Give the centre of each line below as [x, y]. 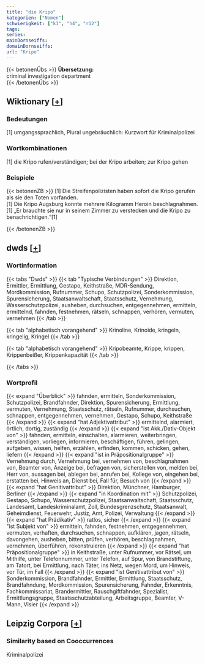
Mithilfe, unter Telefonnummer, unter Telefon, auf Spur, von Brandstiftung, [99, 559]
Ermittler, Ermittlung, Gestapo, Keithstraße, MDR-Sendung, [80, 285]
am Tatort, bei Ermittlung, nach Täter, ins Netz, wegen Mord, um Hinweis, [99, 565]
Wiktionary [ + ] [35, 102]
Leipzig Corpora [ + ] [44, 624]
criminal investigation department [49, 76]
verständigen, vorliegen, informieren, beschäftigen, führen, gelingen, [93, 441]
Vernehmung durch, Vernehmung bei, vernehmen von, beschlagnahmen [97, 461]
